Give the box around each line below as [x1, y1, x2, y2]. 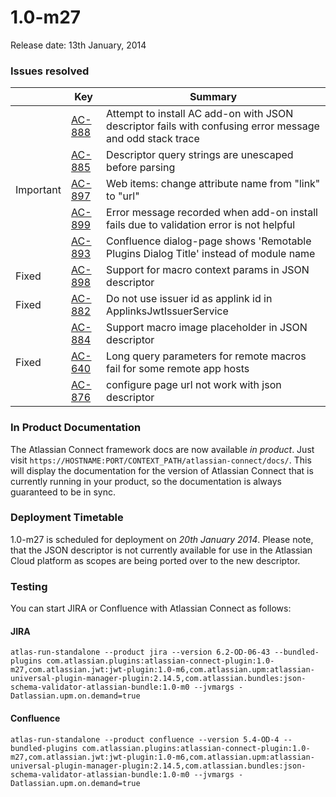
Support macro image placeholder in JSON [106, 321, 308, 335]
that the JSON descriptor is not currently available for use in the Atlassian [10, 544, 313, 556]
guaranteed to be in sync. [10, 486, 117, 498]
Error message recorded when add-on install [106, 206, 318, 220]
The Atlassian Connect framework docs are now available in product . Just [10, 443, 315, 455]
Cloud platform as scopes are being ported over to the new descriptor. [10, 554, 301, 566]
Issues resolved [10, 64, 90, 78]
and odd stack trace [106, 132, 200, 146]
